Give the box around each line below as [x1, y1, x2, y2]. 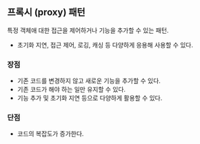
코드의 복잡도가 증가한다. [17, 130, 84, 138]
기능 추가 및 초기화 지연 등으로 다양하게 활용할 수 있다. [17, 94, 163, 102]
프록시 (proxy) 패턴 [7, 6, 86, 19]
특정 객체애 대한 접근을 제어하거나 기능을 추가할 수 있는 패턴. [7, 26, 169, 34]
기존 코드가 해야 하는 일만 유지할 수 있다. [17, 85, 126, 94]
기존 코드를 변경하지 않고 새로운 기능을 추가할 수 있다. [17, 76, 161, 85]
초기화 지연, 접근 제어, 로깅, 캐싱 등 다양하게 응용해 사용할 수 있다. [17, 41, 194, 49]
